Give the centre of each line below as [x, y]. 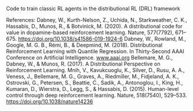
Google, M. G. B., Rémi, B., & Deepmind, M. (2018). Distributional [84, 45]
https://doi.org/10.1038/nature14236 [50, 102]
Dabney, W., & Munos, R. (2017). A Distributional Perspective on [83, 64]
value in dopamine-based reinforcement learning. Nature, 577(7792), [90, 32]
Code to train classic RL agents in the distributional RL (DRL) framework [93, 9]
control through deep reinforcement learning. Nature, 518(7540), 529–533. [97, 95]
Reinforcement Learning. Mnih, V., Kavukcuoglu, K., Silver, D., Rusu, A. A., [95, 70]
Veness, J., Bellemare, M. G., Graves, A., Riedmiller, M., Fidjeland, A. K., [93, 76]
